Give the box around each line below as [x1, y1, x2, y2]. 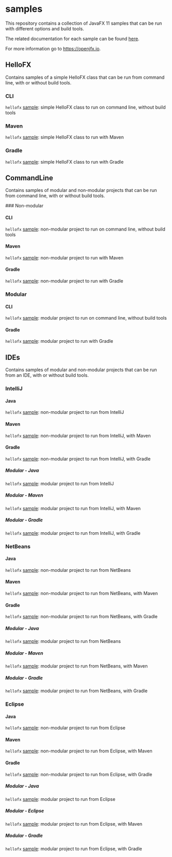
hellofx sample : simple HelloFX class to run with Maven [5, 134, 124, 141]
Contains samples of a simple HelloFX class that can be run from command [5, 74, 165, 80]
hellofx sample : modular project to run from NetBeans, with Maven [5, 663, 148, 669]
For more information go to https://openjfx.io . [5, 45, 101, 51]
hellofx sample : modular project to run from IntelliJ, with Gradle [5, 530, 141, 536]
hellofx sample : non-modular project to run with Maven [5, 254, 124, 260]
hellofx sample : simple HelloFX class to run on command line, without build [5, 104, 166, 111]
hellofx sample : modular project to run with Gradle [5, 338, 113, 344]
